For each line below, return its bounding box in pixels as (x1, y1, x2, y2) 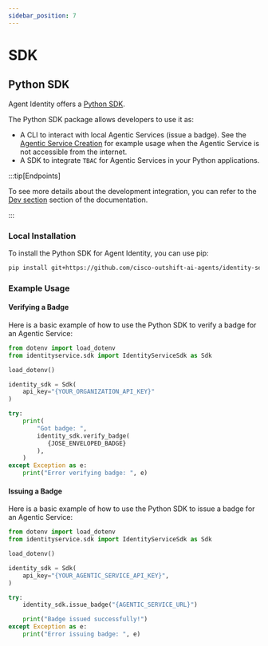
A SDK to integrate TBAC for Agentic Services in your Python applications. (19, 155, 260, 164)
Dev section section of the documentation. (8, 195, 148, 204)
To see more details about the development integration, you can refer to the (8, 186, 257, 196)
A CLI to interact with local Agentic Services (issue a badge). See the (19, 129, 247, 140)
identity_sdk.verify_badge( (37, 432, 130, 440)
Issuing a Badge (8, 486, 62, 496)
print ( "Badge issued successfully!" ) (22, 616, 148, 624)
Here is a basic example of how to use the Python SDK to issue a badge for (8, 504, 255, 513)
